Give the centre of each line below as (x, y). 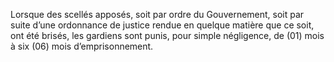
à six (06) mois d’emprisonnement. (82, 46)
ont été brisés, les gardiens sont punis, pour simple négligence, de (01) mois (167, 35)
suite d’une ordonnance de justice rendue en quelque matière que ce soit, (162, 25)
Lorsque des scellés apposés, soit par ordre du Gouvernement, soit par (157, 14)
